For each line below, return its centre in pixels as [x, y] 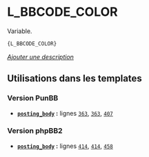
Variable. [20, 31]
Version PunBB [33, 98]
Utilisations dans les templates [75, 79]
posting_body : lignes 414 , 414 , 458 [65, 146]
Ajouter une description [41, 56]
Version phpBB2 [35, 131]
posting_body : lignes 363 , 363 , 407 [65, 113]
